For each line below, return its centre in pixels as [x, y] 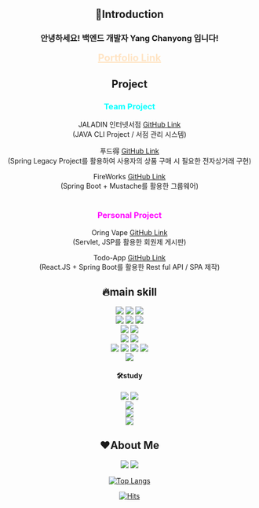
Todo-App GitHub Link [129, 257]
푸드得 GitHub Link [129, 151]
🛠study [129, 376]
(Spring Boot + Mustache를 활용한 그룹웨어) [129, 186]
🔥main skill [129, 292]
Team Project [129, 107]
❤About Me [129, 445]
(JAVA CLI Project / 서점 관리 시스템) [129, 134]
